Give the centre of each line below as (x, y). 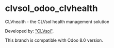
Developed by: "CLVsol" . (30, 31)
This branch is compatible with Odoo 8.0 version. (54, 40)
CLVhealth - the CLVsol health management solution (57, 22)
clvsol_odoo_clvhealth (51, 8)
